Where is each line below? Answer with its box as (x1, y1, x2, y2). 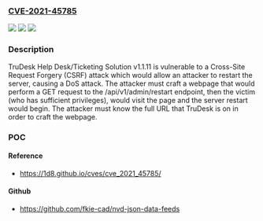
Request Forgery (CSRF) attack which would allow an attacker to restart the (8, 70, 254, 79)
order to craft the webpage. (8, 112, 98, 121)
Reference (8, 151, 43, 160)
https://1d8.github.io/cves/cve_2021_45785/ (19, 168, 161, 178)
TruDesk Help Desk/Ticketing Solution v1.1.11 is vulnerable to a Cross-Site (8, 61, 246, 72)
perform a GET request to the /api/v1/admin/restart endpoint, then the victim (8, 87, 256, 96)
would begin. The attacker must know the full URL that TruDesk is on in (8, 104, 239, 113)
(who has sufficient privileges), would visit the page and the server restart (8, 95, 248, 105)
